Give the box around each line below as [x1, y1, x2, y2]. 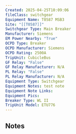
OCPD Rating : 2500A [5, 50, 47, 55]
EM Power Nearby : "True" [5, 36, 58, 41]
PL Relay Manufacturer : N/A [5, 74, 65, 79]
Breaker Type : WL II [5, 98, 49, 103]
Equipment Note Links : [5, 88, 53, 94]
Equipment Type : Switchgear [5, 79, 65, 84]
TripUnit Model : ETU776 [5, 103, 56, 108]
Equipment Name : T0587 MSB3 [5, 17, 65, 22]
